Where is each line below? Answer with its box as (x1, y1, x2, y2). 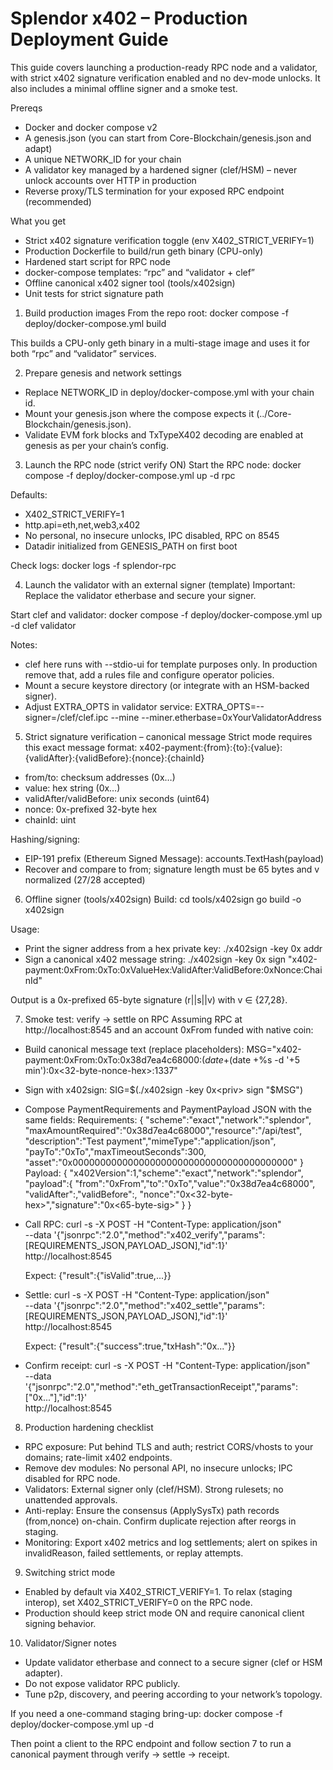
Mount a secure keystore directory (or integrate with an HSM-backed (24, 679, 310, 691)
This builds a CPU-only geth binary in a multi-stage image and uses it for (10, 337, 311, 349)
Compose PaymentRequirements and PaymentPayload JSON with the (24, 1103, 312, 1115)
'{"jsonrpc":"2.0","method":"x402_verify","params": (53, 1228, 266, 1241)
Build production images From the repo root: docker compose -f (24, 307, 289, 319)
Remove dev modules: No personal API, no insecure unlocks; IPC (24, 1462, 293, 1474)
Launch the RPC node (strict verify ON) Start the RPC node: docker (24, 458, 302, 471)
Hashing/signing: (10, 833, 81, 845)
